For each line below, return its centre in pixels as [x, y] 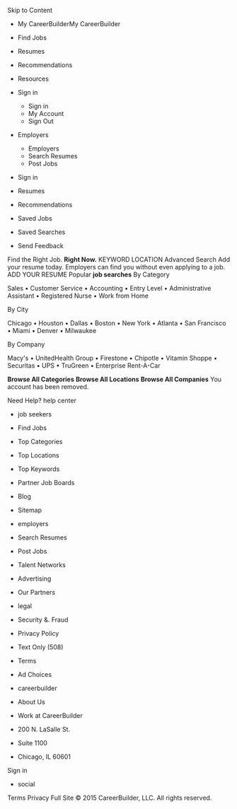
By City [18, 309]
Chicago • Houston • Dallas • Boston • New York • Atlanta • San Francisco [117, 323]
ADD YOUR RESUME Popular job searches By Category [88, 274]
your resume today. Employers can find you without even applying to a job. [116, 267]
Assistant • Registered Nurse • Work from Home [78, 296]
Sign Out [41, 121]
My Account [46, 114]
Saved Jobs [35, 218]
